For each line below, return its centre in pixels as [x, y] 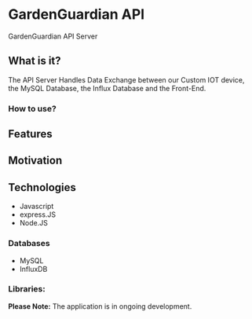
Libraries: [27, 289]
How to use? [32, 108]
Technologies [42, 187]
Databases [29, 244]
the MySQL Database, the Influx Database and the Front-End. [107, 88]
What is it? [35, 61]
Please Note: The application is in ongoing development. [100, 306]
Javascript [37, 207]
